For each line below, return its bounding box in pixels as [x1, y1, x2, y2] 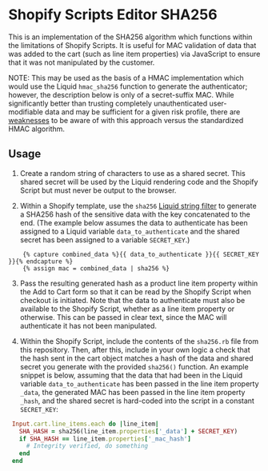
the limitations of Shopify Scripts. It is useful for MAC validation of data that [8, 40, 257, 50]
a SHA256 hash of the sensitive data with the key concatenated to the [19, 210, 250, 219]
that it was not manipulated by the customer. [8, 58, 155, 67]
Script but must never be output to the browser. [19, 186, 177, 195]
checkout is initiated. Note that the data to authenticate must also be [19, 295, 246, 305]
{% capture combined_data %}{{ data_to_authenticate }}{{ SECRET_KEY [22, 250, 260, 258]
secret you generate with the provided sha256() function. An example [19, 361, 250, 371]
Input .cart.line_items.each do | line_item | [11, 420, 159, 428]
